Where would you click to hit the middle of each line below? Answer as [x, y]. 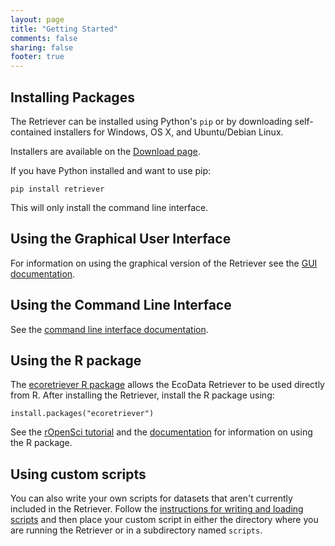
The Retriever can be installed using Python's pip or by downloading [151, 121]
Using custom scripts [78, 474]
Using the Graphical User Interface [121, 239]
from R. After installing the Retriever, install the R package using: [142, 395]
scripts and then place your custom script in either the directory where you [164, 520]
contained [31, 132]
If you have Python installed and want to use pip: [111, 170]
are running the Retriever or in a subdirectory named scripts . [136, 530]
